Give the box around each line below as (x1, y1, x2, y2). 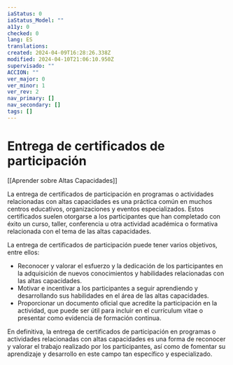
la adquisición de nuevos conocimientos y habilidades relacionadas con (17, 269, 225, 277)
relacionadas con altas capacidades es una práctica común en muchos (7, 197, 213, 205)
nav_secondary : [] (7, 102, 61, 109)
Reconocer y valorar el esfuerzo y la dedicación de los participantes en (17, 261, 223, 270)
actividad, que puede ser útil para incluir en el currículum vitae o (17, 306, 204, 315)
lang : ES (7, 36, 33, 43)
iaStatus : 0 (7, 10, 42, 18)
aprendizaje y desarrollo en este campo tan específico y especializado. (7, 350, 213, 358)
